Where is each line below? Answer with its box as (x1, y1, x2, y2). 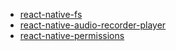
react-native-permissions (19, 30, 125, 41)
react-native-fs (19, 9, 83, 20)
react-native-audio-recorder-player (19, 19, 167, 31)
